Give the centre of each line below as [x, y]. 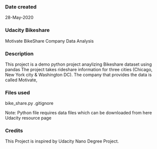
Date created [21, 7]
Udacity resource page [28, 118]
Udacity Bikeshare [27, 30]
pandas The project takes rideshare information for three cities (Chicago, [79, 69]
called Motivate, [21, 80]
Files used [18, 93]
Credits [14, 131]
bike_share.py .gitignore [29, 103]
